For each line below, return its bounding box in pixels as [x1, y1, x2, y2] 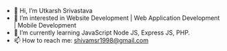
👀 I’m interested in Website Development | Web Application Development [13, 14, 220, 22]
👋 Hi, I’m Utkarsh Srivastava [13, 7, 93, 14]
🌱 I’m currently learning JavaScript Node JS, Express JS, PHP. [13, 28, 191, 37]
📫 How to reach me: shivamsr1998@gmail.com [13, 37, 149, 44]
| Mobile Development [13, 21, 77, 29]
